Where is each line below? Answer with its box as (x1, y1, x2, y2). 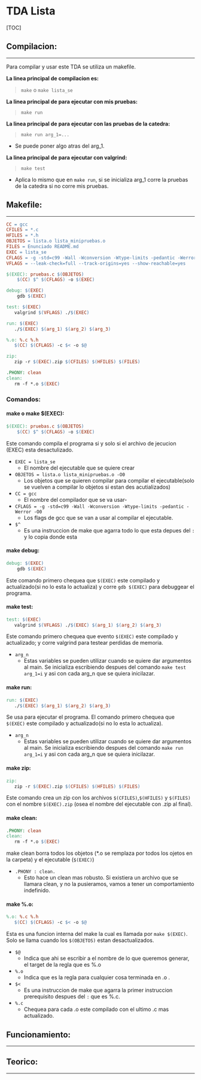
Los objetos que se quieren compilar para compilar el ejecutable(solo (23, 477, 194, 484)
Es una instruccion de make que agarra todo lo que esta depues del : (23, 526, 195, 534)
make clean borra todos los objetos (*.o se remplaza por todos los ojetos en (6, 849, 193, 857)
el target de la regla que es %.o (23, 961, 102, 968)
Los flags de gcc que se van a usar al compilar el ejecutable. (23, 514, 173, 521)
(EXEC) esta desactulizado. (6, 446, 74, 453)
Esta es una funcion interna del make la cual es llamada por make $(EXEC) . (6, 931, 188, 938)
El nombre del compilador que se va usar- (23, 496, 127, 503)
